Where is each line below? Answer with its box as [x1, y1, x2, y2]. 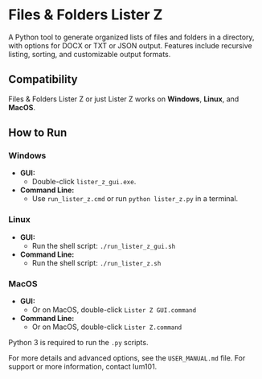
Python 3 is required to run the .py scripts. [8, 338, 149, 348]
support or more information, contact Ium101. [8, 362, 158, 372]
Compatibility [8, 72, 78, 86]
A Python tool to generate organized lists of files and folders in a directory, [8, 32, 255, 42]
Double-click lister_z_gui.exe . [31, 177, 137, 187]
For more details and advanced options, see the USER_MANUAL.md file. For [8, 353, 246, 363]
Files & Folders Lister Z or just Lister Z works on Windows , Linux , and [8, 94, 239, 104]
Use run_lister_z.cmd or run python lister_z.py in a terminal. [31, 194, 239, 204]
